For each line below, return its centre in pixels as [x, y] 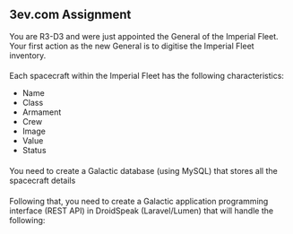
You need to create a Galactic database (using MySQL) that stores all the [143, 171]
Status [34, 151]
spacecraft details [43, 180]
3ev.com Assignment [70, 15]
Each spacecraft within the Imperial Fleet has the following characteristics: [147, 76]
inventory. [28, 55]
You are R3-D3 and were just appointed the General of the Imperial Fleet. [144, 36]
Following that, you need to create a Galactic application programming [139, 201]
